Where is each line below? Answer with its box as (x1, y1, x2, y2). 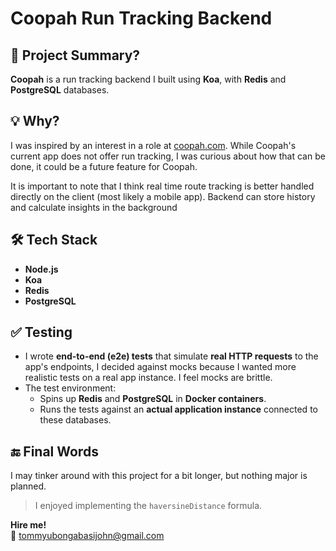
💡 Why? (10, 113, 60, 130)
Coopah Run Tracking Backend (10, 7, 273, 30)
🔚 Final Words (10, 443, 99, 460)
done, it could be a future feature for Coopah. (10, 160, 198, 172)
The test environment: (24, 382, 117, 394)
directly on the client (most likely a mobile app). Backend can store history (10, 190, 316, 202)
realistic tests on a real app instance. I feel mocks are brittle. (24, 372, 273, 384)
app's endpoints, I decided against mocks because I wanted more (24, 361, 297, 373)
